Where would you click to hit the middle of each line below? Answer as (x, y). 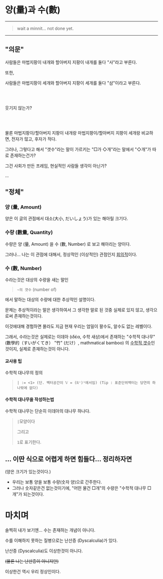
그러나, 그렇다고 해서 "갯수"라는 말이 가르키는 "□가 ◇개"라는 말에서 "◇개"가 (78, 149)
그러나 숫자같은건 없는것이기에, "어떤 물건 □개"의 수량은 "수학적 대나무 (79, 488)
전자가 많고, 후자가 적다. (34, 139)
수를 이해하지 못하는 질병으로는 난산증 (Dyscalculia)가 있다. (61, 540)
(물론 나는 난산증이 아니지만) (32, 561)
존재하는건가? (23, 155)
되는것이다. (34, 494)
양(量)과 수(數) (33, 10)
